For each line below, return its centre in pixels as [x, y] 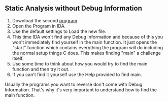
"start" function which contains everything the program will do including [88, 47]
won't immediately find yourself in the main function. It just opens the [85, 42]
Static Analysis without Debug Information [74, 8]
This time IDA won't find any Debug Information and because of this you [88, 37]
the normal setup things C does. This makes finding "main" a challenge [86, 53]
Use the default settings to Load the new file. [59, 31]
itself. [18, 58]
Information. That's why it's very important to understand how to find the [81, 90]
